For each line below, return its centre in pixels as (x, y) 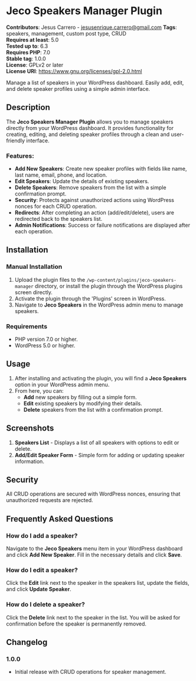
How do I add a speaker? (42, 536)
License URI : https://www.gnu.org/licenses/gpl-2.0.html (74, 71)
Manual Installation (34, 267)
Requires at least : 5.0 (32, 40)
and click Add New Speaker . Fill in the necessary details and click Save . (94, 555)
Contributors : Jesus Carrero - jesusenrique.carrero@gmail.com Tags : (92, 27)
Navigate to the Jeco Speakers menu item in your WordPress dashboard (94, 549)
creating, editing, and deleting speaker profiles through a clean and (88, 134)
